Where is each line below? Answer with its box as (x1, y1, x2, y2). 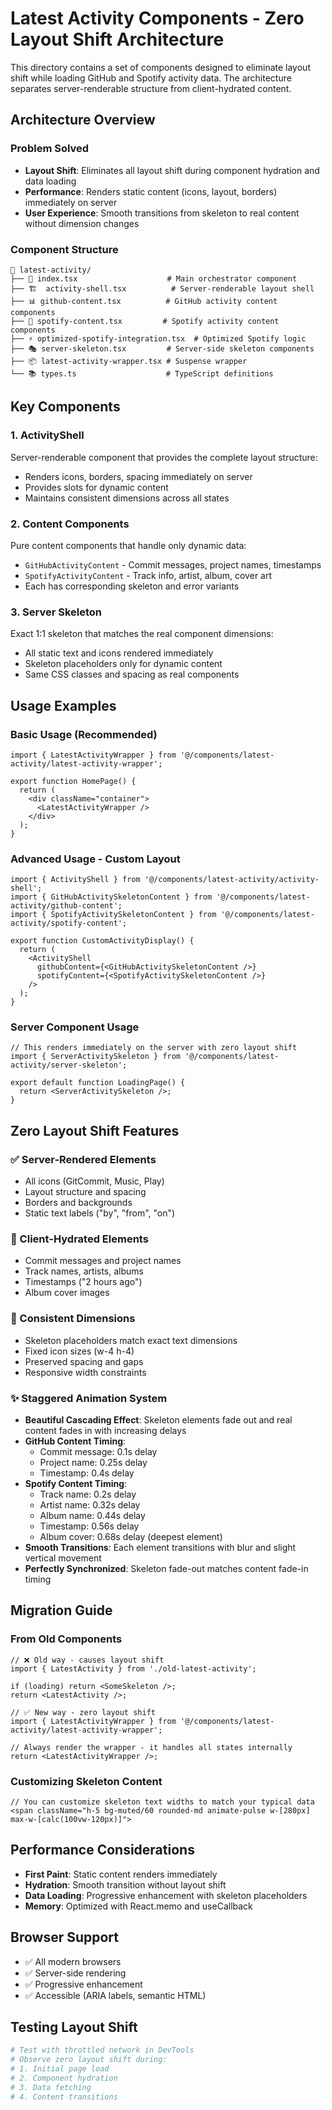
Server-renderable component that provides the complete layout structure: (10, 451, 318, 463)
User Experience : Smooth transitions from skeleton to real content (24, 207, 300, 219)
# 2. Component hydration (10, 2073, 118, 2084)
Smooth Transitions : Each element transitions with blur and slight (24, 1542, 297, 1554)
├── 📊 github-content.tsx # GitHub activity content (10, 296, 278, 306)
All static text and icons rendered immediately (24, 647, 214, 659)
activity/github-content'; (10, 901, 123, 911)
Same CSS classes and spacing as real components (24, 668, 240, 681)
